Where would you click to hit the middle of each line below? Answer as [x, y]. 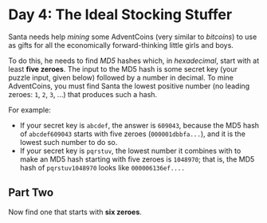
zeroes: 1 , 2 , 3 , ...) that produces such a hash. [83, 94]
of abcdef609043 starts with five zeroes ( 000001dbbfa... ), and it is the [132, 134]
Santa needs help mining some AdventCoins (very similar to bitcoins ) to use [133, 37]
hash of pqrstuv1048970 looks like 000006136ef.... [102, 167]
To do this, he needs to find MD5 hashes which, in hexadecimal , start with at [134, 61]
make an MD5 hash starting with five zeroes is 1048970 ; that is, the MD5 [137, 159]
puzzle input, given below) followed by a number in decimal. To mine [121, 77]
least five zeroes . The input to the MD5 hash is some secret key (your [123, 68]
